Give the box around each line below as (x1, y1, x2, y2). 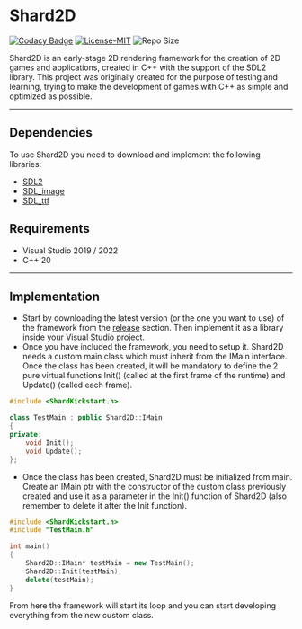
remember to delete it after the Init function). (22, 500, 187, 510)
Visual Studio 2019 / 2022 (22, 244, 119, 256)
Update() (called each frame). (22, 379, 133, 391)
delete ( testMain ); (25, 575, 94, 584)
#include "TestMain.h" (9, 526, 94, 535)
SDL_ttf (22, 195, 50, 206)
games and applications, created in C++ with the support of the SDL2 (9, 62, 267, 73)
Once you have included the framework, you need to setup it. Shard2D (22, 341, 284, 352)
